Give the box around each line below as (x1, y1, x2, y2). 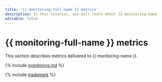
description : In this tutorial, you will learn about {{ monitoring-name (5, 12, 158, 16)
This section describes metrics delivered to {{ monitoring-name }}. (5, 53, 138, 59)
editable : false (5, 16, 38, 21)
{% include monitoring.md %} (5, 63, 65, 68)
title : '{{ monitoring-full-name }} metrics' (5, 7, 98, 12)
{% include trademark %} (5, 72, 56, 78)
